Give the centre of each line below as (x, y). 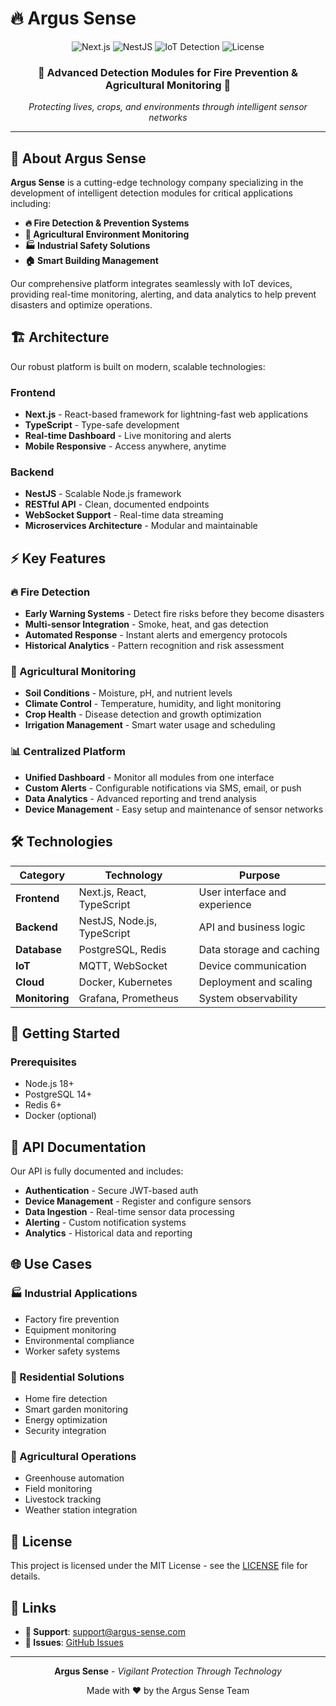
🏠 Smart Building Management (91, 261)
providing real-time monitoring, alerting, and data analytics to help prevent (163, 294)
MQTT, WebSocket (123, 965)
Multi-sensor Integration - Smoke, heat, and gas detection (146, 624)
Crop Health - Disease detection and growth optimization (143, 714)
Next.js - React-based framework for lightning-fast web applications (166, 414)
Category (42, 875)
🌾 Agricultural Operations (73, 1456)
